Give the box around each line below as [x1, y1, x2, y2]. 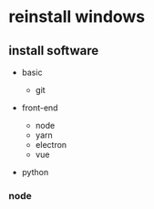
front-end [21, 102, 58, 113]
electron [35, 140, 67, 150]
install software [8, 43, 99, 58]
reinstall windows [8, 6, 146, 27]
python [21, 167, 49, 177]
